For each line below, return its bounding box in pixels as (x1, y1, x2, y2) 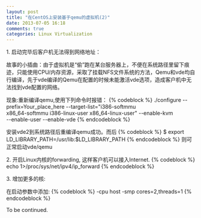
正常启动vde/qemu (6, 144, 53, 151)
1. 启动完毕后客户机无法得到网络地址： (6, 49, 101, 56)
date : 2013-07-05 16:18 (6, 20, 66, 26)
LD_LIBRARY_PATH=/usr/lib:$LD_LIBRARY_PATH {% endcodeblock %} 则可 (6, 136, 192, 143)
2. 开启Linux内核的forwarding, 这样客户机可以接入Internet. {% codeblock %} (6, 156, 196, 163)
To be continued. (6, 207, 48, 214)
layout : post (6, 8, 39, 15)
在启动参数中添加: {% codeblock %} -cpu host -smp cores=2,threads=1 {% (6, 188, 192, 195)
